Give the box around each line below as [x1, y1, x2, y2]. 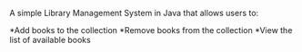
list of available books [9, 35, 91, 45]
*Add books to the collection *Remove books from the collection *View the [9, 25, 293, 35]
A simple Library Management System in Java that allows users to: [9, 8, 259, 18]
